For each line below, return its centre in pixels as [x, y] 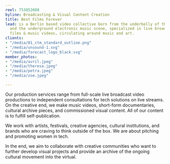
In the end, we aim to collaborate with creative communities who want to [81, 146]
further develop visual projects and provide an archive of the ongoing [78, 151]
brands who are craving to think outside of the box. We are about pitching [82, 131]
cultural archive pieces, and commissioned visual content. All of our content [84, 110]
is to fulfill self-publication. [33, 116]
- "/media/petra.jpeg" [29, 71]
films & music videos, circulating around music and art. [72, 33]
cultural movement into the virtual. [41, 156]
